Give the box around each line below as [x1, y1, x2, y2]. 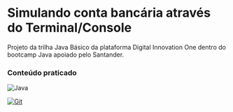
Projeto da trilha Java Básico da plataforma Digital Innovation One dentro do [7, 43, 226, 51]
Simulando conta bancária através [7, 5, 211, 21]
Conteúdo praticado [7, 68, 77, 78]
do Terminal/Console [7, 20, 132, 36]
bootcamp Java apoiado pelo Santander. [7, 50, 125, 59]
